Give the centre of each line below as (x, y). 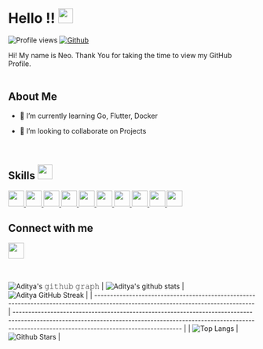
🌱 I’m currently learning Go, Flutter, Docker (89, 116)
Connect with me (51, 228)
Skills (22, 176)
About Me (33, 97)
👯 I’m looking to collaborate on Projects (83, 130)
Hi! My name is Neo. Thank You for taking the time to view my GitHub (120, 55)
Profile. (20, 64)
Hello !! (32, 18)
